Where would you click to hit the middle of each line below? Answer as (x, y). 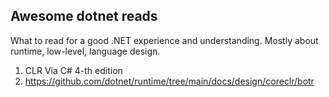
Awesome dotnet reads (84, 16)
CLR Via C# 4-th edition (73, 70)
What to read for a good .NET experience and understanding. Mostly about (164, 40)
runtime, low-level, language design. (85, 51)
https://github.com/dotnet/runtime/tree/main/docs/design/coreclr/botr (169, 81)
